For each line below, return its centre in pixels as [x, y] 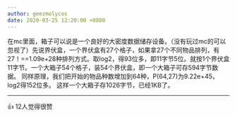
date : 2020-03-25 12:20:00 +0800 [56, 20]
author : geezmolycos [38, 14]
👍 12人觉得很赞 [30, 106]
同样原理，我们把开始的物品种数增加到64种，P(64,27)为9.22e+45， [120, 76]
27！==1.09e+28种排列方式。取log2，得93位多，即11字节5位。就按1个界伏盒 [119, 58]
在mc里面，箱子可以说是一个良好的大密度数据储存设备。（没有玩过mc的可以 [117, 41]
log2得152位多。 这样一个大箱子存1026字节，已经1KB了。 [91, 85]
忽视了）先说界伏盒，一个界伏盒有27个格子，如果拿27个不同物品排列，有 [114, 50]
